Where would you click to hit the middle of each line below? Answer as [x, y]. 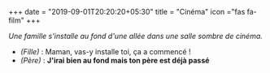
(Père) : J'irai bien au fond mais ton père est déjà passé [115, 60]
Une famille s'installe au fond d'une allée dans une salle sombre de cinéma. [135, 36]
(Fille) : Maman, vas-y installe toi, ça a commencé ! [105, 52]
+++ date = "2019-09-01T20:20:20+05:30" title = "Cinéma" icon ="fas [127, 12]
